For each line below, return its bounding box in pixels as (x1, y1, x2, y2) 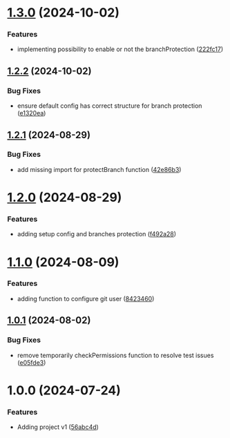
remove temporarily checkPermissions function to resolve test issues (17, 351, 214, 359)
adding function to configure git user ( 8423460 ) (17, 294, 155, 303)
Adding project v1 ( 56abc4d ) (17, 423, 99, 431)
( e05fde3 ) (17, 358, 46, 367)
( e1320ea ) (17, 109, 46, 117)
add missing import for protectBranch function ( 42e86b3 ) (17, 165, 182, 173)
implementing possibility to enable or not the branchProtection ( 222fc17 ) (17, 45, 224, 53)
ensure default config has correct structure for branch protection (17, 102, 202, 110)
